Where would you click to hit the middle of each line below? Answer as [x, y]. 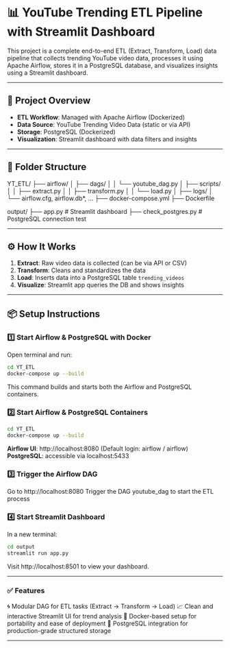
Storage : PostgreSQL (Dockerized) [66, 132]
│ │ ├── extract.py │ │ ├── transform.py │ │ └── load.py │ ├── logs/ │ [110, 191]
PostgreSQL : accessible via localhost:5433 [68, 455]
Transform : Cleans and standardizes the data [81, 270]
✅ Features [26, 591]
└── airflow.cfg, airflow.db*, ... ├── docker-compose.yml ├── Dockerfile [111, 198]
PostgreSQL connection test [47, 219]
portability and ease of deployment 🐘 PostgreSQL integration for [98, 623]
